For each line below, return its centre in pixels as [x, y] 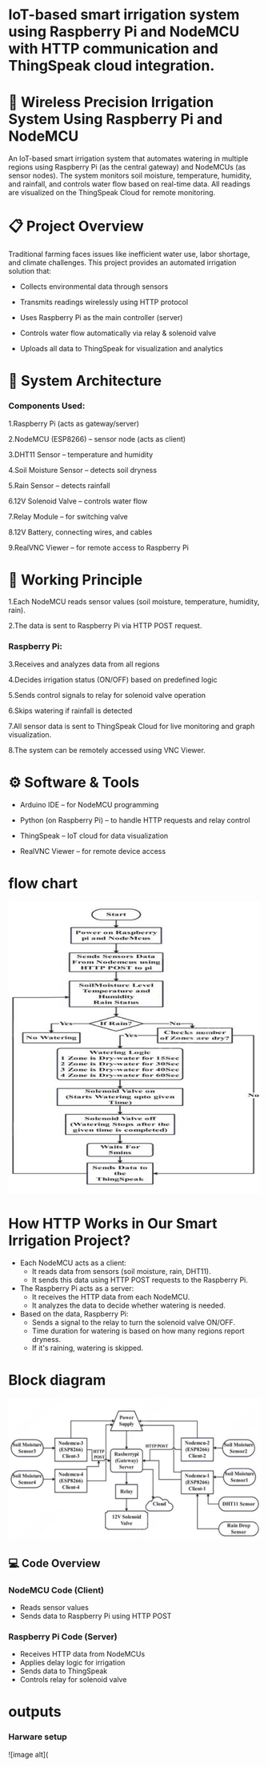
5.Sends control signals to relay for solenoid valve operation [107, 695]
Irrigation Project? [70, 1241]
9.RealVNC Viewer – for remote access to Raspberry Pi [99, 547]
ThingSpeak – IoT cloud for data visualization [94, 835]
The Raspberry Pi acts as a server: [77, 1288]
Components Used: [47, 406]
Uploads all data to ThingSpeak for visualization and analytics [122, 349]
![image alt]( [28, 1754]
